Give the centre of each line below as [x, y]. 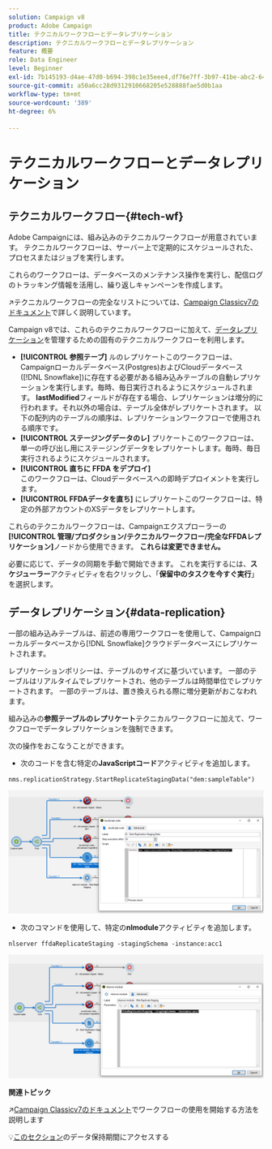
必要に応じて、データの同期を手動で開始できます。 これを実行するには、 [130, 564]
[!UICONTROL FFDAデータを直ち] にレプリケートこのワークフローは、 [138, 499]
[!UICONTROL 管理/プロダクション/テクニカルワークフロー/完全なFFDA [128, 536]
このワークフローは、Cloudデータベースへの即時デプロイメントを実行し [140, 479]
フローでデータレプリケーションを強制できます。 [96, 728]
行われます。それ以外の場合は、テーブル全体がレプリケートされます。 [136, 408]
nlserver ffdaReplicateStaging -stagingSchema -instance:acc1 [115, 944]
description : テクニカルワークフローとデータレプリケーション [101, 43]
